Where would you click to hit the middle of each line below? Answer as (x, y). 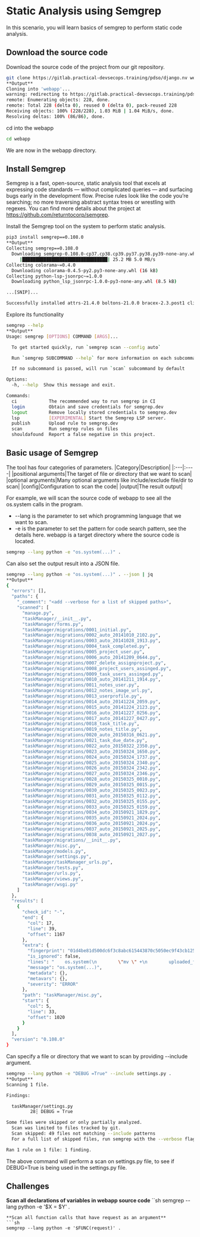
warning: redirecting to (37, 94)
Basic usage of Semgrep (52, 453)
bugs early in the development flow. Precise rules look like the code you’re (97, 196)
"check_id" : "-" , (43, 912)
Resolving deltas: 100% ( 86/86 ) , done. (56, 116)
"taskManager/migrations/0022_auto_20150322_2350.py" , (91, 746)
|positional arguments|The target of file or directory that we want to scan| (102, 473)
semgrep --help (25, 326)
